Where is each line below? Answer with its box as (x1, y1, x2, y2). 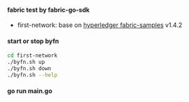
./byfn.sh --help (7, 71, 58, 79)
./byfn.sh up (7, 59, 45, 66)
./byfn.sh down (7, 65, 52, 72)
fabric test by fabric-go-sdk (7, 6, 90, 14)
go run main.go (7, 87, 52, 95)
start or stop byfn (7, 37, 59, 45)
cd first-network (7, 52, 58, 59)
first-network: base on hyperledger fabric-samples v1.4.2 (17, 21, 183, 29)
